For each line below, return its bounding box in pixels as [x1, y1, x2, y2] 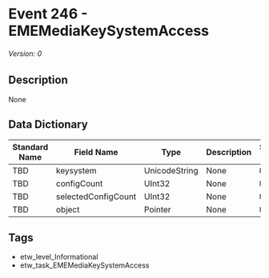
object [55, 204, 80, 215]
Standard [12, 141, 49, 153]
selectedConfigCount [55, 191, 137, 202]
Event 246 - [8, 5, 88, 23]
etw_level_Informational [19, 252, 98, 262]
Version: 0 [8, 49, 42, 58]
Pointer [143, 204, 171, 215]
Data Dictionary [8, 117, 88, 132]
